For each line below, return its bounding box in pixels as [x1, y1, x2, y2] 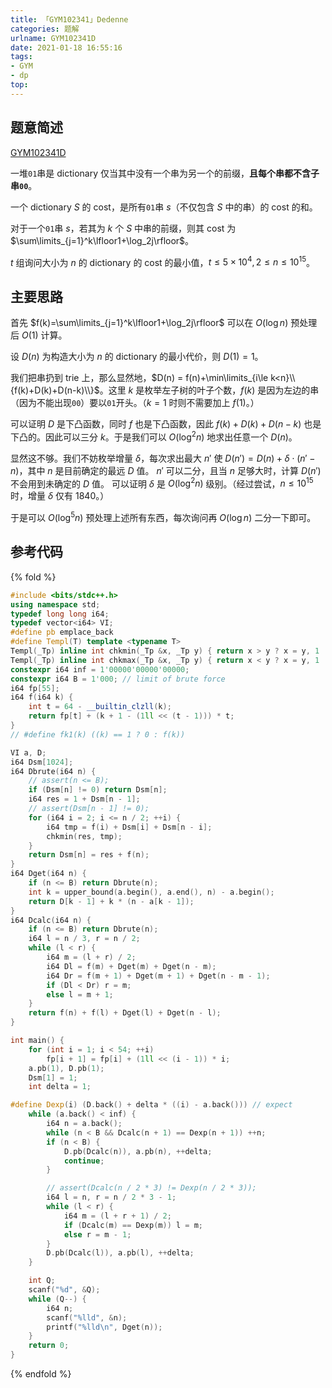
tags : [10, 52, 33, 62]
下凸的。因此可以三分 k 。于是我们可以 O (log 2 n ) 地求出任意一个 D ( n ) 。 [10, 429, 298, 443]
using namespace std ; [10, 599, 101, 610]
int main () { [10, 1036, 65, 1046]
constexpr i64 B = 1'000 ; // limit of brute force [10, 674, 226, 684]
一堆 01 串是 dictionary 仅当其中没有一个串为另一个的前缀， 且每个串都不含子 [10, 167, 320, 179]
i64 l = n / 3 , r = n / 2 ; [28, 934, 141, 944]
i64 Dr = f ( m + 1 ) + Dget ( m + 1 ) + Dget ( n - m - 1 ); [46, 971, 271, 981]
